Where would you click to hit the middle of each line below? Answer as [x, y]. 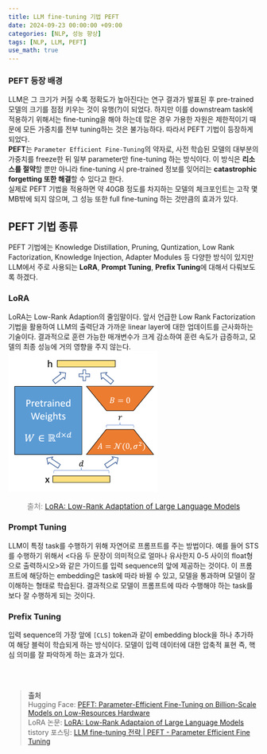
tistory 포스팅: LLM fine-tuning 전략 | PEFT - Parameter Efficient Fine [139, 733]
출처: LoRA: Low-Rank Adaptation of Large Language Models [133, 506]
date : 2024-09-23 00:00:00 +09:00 [66, 25]
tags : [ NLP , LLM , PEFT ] [48, 42]
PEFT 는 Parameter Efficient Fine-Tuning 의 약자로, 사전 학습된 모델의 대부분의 [133, 149]
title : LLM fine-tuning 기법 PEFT [64, 17]
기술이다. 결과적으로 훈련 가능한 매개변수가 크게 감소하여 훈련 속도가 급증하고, [128, 336]
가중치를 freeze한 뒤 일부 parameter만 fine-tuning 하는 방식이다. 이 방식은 [124, 159]
